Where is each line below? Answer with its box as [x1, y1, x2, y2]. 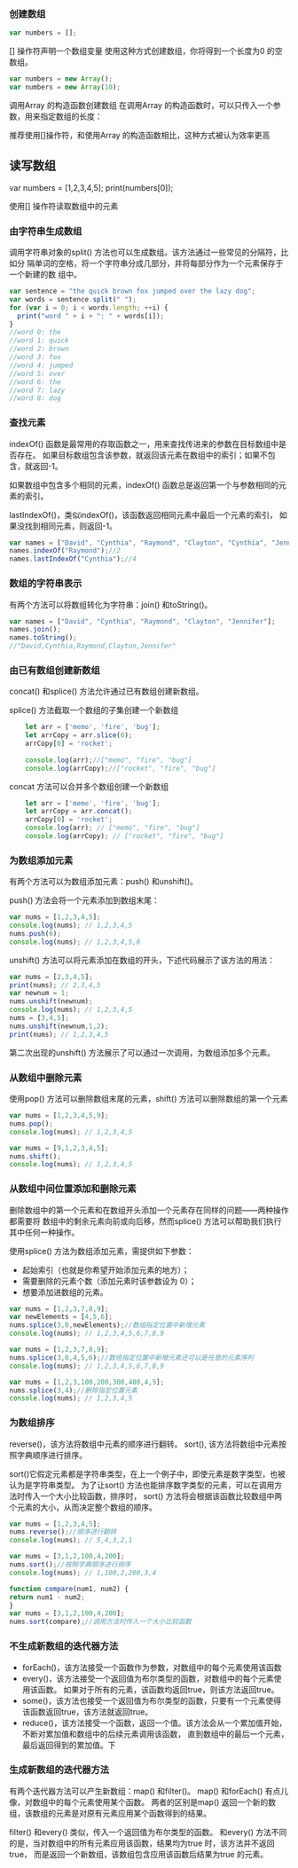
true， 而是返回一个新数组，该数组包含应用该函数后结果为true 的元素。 [9, 1848, 269, 1859]
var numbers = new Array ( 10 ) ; [9, 82, 122, 92]
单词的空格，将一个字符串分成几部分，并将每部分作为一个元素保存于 [34, 258, 284, 269]
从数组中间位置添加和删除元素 [9, 1182, 137, 1195]
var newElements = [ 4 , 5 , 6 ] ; [9, 1313, 114, 1322]
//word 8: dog [9, 394, 62, 403]
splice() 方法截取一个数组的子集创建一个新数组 [9, 705, 179, 716]
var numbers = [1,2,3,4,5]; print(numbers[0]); [9, 182, 174, 192]
